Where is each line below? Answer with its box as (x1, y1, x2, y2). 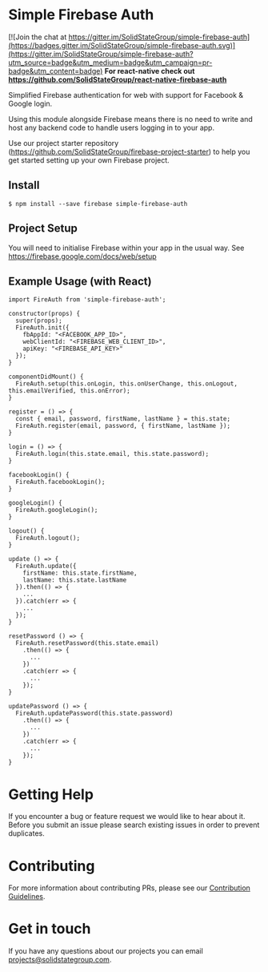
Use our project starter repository (8, 138, 119, 147)
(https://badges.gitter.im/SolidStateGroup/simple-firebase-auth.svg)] (8, 40, 236, 50)
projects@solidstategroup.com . (8, 955, 112, 965)
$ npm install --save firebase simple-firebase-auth (8, 200, 188, 208)
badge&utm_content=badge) (8, 66, 103, 75)
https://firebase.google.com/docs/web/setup (8, 251, 158, 261)
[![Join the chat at (8, 32, 67, 42)
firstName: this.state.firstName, (22, 569, 138, 578)
